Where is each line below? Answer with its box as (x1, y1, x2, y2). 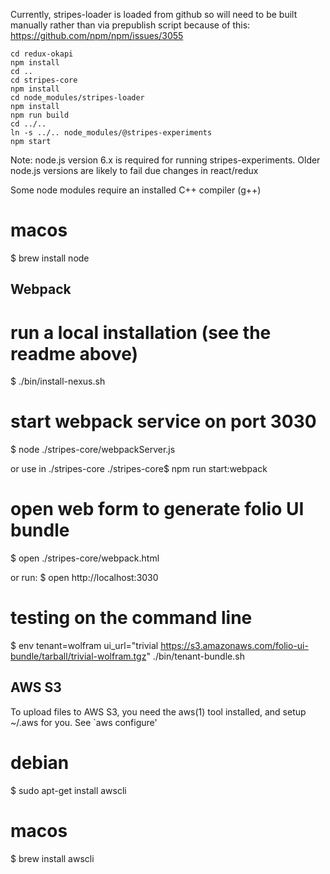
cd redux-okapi (10, 49, 74, 59)
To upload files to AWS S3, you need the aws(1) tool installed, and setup (10, 705, 307, 718)
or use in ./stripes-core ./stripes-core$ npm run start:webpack (10, 463, 268, 475)
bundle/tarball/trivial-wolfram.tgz (10, 650, 147, 663)
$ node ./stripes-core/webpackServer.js (10, 444, 176, 456)
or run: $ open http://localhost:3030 (10, 572, 159, 584)
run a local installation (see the (10, 321, 272, 344)
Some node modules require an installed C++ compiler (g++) (10, 184, 262, 196)
